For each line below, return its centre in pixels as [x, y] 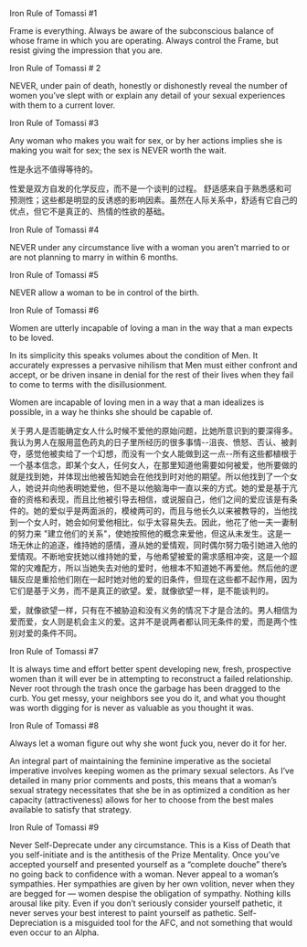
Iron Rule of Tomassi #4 [54, 229]
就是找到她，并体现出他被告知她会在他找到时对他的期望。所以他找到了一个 [149, 476]
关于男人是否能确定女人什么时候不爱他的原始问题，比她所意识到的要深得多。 [153, 431]
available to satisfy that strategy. [71, 809]
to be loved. [32, 338]
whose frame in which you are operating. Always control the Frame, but [144, 41]
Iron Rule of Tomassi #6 [54, 310]
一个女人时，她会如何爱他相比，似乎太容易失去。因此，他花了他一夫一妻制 [157, 522]
